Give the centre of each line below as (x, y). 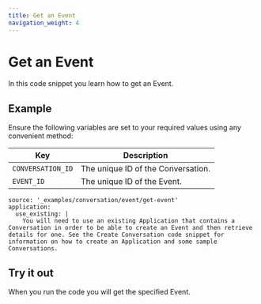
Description (146, 156)
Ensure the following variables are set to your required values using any (125, 128)
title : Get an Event (42, 15)
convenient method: (41, 136)
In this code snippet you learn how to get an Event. (91, 84)
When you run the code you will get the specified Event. (100, 292)
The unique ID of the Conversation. (146, 169)
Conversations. (33, 249)
